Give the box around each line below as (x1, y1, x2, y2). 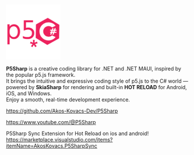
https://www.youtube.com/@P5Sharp (6, 119, 96, 125)
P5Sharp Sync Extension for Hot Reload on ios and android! (6, 130, 149, 137)
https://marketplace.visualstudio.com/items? (6, 136, 113, 143)
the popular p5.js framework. (6, 72, 76, 78)
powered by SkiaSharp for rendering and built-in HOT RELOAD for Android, (6, 84, 188, 90)
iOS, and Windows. (6, 90, 52, 97)
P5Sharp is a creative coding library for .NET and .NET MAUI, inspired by (6, 65, 182, 72)
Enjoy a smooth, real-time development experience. (6, 96, 130, 103)
